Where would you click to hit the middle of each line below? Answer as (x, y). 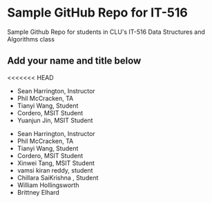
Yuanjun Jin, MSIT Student (55, 120)
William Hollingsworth (48, 185)
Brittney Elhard (38, 192)
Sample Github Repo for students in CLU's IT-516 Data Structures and (106, 32)
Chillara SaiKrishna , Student (58, 177)
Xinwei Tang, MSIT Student (56, 163)
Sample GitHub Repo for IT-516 (98, 13)
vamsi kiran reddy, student (55, 170)
